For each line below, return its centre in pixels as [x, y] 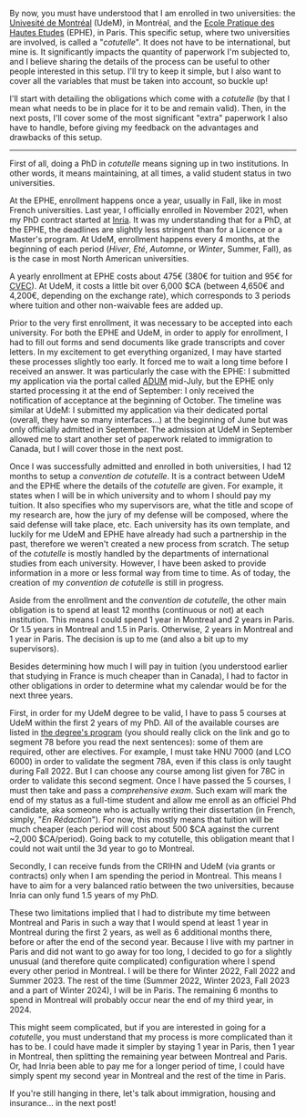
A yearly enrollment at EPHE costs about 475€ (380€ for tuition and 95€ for [151, 276]
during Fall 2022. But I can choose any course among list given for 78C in [147, 771]
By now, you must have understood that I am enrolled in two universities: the [153, 13]
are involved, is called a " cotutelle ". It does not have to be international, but [150, 42]
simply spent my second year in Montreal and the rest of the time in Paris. [148, 1076]
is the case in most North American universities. [99, 258]
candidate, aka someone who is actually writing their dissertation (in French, [153, 810]
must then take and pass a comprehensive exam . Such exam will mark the [148, 790]
